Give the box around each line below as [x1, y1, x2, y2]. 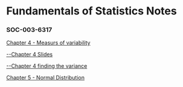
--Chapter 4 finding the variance [6, 62, 88, 70]
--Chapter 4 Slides [6, 51, 53, 58]
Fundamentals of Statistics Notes [6, 4, 177, 18]
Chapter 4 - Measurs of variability [6, 39, 91, 46]
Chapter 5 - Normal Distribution [6, 74, 85, 82]
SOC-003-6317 [6, 26, 53, 34]
